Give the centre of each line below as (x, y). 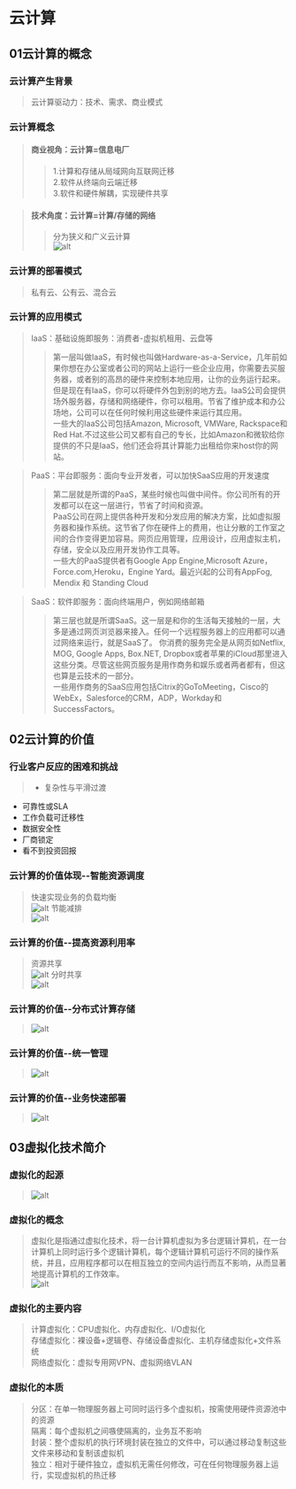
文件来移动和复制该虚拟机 (77, 1453)
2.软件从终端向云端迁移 (95, 182)
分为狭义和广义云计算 (91, 236)
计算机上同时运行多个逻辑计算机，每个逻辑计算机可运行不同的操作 (151, 1251)
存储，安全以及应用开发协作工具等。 (119, 549)
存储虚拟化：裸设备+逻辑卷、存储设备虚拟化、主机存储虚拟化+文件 (152, 1340)
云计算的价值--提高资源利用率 (72, 942)
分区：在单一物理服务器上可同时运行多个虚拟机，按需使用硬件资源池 (155, 1408)
